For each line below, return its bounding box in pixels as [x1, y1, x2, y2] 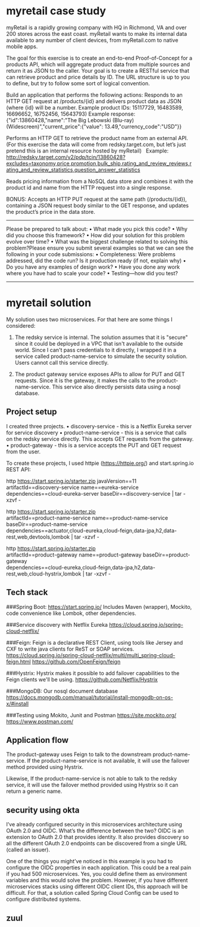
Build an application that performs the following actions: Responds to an [6, 91, 183, 98]
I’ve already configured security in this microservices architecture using [6, 821, 183, 828]
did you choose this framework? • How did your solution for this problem [6, 231, 185, 239]
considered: [6, 322, 36, 329]
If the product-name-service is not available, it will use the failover [27, 757, 190, 764]
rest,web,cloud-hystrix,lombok [6, 570, 82, 577]
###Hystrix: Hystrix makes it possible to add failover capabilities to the [6, 669, 180, 677]
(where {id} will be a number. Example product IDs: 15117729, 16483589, [6, 104, 183, 111]
